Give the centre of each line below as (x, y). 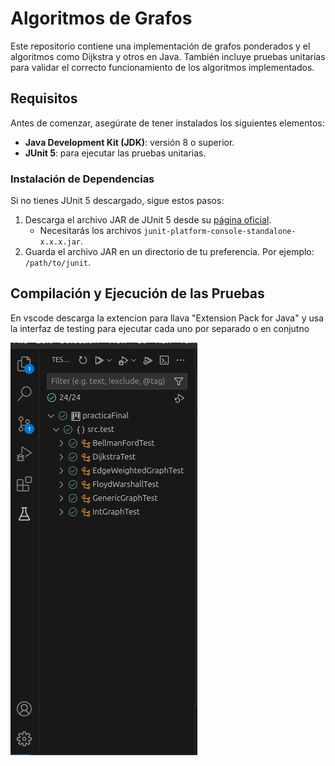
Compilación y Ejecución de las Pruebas (137, 293)
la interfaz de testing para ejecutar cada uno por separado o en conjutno (160, 328)
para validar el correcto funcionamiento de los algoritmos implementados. (162, 67)
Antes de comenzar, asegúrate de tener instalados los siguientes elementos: (167, 123)
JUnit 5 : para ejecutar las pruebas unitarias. (115, 153)
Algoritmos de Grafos (101, 18)
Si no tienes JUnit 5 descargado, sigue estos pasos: (117, 201)
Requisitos (44, 98)
